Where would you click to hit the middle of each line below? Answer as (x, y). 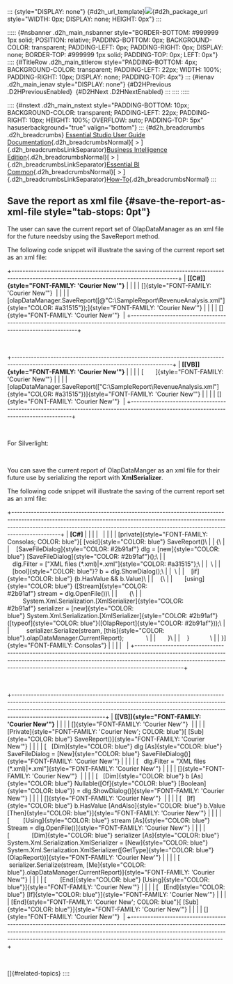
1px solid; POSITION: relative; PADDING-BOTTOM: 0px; (86, 40)
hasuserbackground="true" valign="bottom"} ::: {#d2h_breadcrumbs (106, 128)
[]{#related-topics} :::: (39, 973)
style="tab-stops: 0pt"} (97, 212)
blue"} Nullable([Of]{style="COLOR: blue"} (116, 783)
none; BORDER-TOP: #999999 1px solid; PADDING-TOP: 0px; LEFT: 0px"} (113, 55)
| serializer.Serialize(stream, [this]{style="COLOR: (86, 630)
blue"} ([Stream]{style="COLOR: (101, 586)
